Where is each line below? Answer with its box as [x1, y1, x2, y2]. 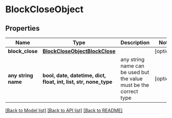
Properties [5, 24, 40, 33]
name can [120, 62, 144, 69]
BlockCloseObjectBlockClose [42, 48, 116, 55]
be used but [120, 69, 149, 76]
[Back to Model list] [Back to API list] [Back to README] [5, 107, 123, 113]
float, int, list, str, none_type [42, 78, 113, 85]
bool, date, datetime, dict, [42, 72, 106, 79]
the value [120, 75, 143, 82]
